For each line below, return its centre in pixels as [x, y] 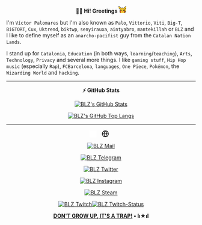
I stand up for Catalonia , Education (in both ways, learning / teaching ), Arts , [99, 53]
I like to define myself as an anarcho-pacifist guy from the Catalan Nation [99, 35]
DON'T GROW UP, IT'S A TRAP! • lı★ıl [101, 215]
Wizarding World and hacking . [43, 72]
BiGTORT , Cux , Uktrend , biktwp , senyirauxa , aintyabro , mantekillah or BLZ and [100, 29]
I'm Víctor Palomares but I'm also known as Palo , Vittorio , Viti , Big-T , [94, 23]
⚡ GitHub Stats [101, 90]
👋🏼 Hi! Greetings [96, 11]
